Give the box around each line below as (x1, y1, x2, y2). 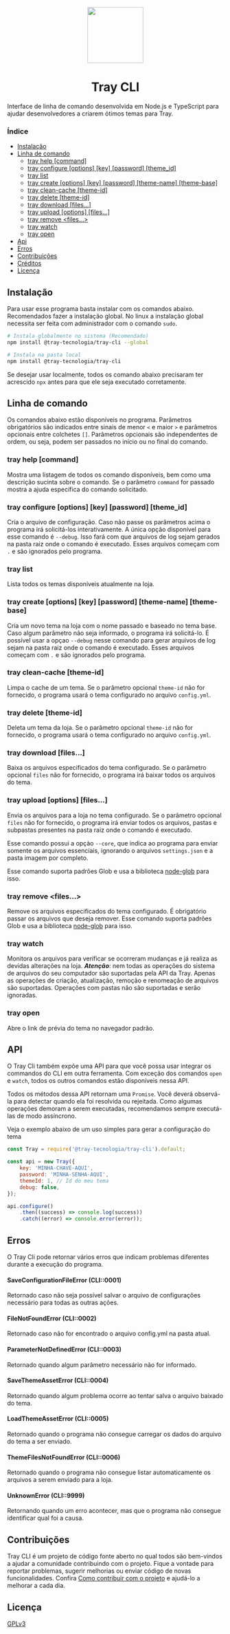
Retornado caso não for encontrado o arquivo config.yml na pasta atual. (7, 1329, 211, 1337)
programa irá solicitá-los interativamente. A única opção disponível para (7, 525, 211, 533)
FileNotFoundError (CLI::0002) (7, 1314, 97, 1322)
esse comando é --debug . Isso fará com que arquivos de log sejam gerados (7, 533, 220, 541)
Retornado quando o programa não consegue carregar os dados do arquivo (7, 1430, 222, 1439)
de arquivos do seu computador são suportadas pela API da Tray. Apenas (7, 969, 216, 978)
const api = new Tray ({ (7, 1159, 76, 1165)
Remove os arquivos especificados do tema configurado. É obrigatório (7, 907, 207, 916)
